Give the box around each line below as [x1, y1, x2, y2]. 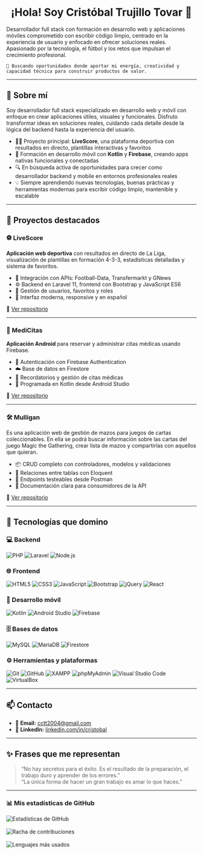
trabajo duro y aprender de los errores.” [21, 772, 120, 779]
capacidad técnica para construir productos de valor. [6, 68, 147, 74]
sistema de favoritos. [6, 263, 59, 270]
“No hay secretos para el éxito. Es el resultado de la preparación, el [21, 765, 189, 772]
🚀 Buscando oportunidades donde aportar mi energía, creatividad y [6, 63, 180, 69]
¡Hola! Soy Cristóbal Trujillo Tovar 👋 [11, 5, 192, 19]
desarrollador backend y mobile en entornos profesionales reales [14, 172, 178, 179]
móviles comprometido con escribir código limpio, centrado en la [6, 31, 168, 39]
